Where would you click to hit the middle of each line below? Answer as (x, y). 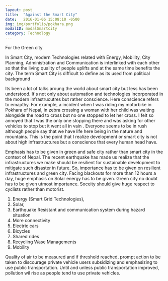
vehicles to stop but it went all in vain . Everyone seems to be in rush (76, 126)
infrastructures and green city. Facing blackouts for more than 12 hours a (81, 173)
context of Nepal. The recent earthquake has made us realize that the (77, 157)
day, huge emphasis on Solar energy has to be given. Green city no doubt (81, 179)
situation (21, 215)
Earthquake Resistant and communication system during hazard (79, 210)
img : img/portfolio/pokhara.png (39, 24)
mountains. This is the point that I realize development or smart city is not (81, 137)
